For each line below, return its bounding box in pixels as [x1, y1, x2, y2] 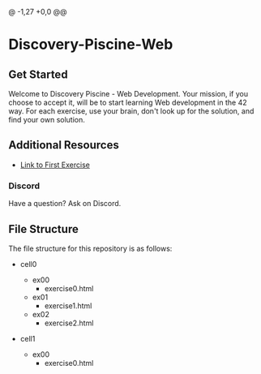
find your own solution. [8, 115, 85, 124]
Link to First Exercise [19, 160, 91, 170]
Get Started [8, 67, 68, 81]
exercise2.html [44, 318, 94, 328]
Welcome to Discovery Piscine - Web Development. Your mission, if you [8, 89, 249, 98]
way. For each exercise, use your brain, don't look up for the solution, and [8, 106, 255, 116]
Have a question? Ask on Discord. [8, 199, 122, 208]
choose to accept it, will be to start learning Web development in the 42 [8, 97, 247, 107]
